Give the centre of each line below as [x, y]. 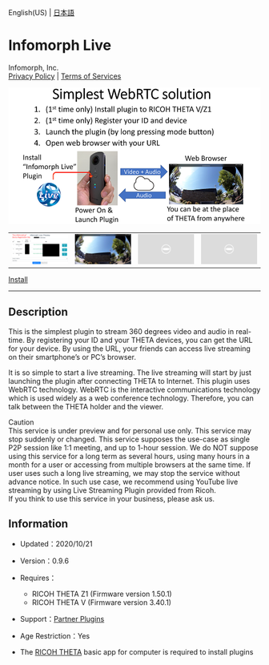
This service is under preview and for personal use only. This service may [130, 430]
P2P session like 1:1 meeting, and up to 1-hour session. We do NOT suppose [133, 447]
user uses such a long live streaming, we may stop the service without [124, 473]
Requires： [38, 578]
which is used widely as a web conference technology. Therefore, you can [131, 398]
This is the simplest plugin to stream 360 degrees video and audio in [121, 331]
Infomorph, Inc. [34, 67]
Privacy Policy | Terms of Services [65, 76]
